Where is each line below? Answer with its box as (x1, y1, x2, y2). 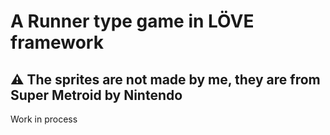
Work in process (10, 113, 78, 125)
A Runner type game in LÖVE (10, 10, 255, 33)
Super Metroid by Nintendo (10, 86, 183, 104)
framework (10, 31, 104, 54)
